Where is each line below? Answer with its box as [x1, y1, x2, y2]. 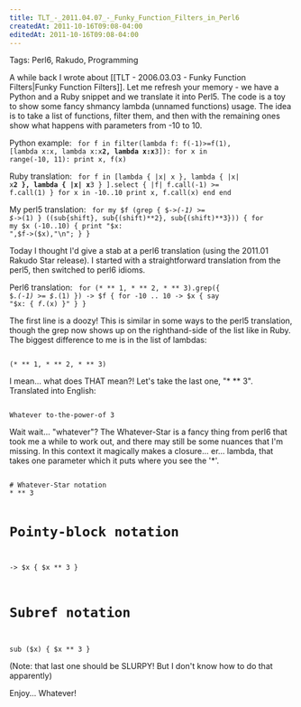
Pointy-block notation [9, 523, 179, 540]
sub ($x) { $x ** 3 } [9, 645, 91, 654]
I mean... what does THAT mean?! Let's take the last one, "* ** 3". [9, 376, 254, 386]
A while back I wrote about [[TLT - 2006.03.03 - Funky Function [9, 72, 246, 83]
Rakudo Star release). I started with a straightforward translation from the [9, 255, 281, 266]
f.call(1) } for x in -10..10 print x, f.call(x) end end [9, 189, 232, 198]
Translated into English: [9, 386, 96, 396]
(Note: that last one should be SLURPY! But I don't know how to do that [9, 660, 273, 671]
